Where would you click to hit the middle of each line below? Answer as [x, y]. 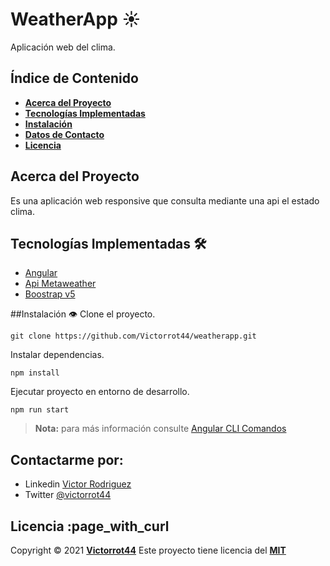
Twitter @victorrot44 [68, 495]
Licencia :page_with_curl [90, 526]
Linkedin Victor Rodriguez [78, 484]
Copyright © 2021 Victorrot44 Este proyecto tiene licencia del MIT [148, 550]
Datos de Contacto [64, 134]
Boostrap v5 [50, 294]
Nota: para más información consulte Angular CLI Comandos [160, 429]
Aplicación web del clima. [63, 47]
